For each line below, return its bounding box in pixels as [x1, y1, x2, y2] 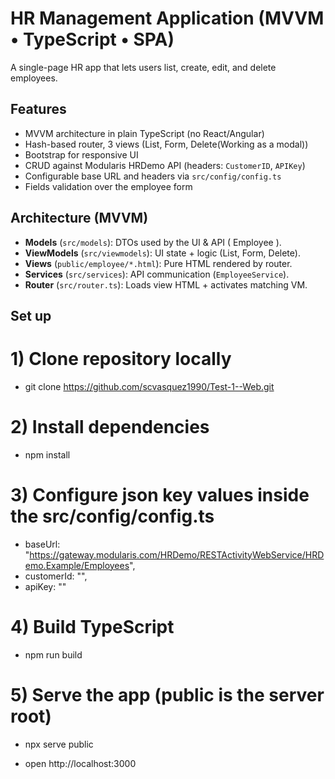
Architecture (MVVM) [10, 210, 149, 227]
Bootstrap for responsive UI [24, 148, 139, 161]
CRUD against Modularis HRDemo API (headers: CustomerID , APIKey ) [24, 159, 306, 171]
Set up [10, 307, 52, 324]
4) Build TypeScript [10, 615, 175, 638]
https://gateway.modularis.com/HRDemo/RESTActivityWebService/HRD [29, 548, 325, 561]
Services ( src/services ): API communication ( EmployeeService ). [24, 268, 290, 280]
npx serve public [24, 738, 94, 750]
